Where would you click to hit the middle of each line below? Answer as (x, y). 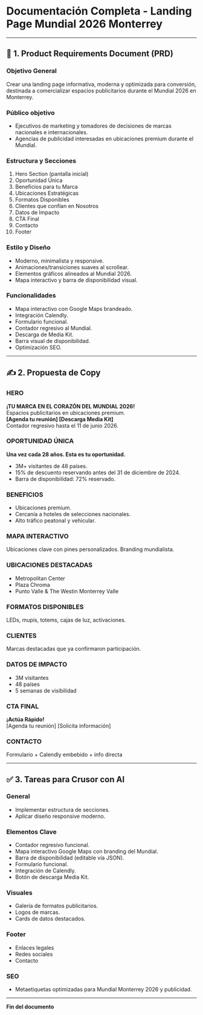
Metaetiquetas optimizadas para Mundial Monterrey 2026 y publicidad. (103, 990)
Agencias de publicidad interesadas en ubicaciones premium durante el (104, 139)
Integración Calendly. (41, 315)
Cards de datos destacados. (50, 919)
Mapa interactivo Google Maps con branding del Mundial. (86, 852)
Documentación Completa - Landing (99, 11)
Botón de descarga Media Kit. (52, 877)
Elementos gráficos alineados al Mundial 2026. (73, 273)
